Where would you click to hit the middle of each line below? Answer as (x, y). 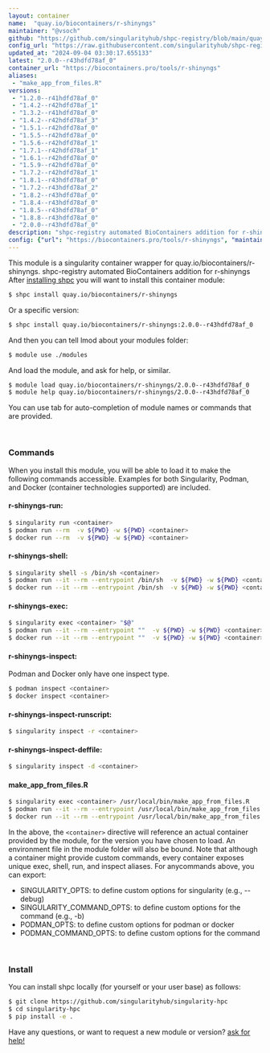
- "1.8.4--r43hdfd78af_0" (55, 203)
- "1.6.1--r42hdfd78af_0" (55, 158)
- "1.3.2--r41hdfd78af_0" (55, 113)
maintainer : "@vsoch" (45, 31)
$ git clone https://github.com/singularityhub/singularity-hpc (118, 1002)
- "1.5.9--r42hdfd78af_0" (55, 166)
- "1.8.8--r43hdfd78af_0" (55, 218)
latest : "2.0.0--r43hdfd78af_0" (62, 61)
